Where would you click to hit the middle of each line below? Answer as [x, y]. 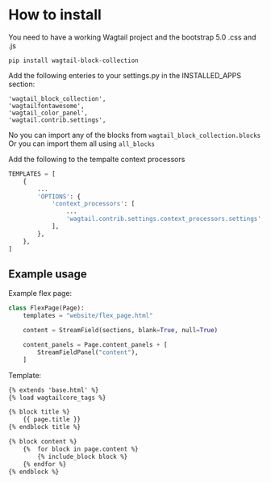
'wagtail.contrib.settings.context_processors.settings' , [165, 219]
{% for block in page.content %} [81, 449]
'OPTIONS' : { [59, 196]
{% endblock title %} [45, 427]
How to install [55, 15]
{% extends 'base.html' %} [54, 390]
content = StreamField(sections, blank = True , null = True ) [121, 331]
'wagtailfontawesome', [46, 106]
